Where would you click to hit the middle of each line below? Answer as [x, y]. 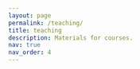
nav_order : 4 [30, 52]
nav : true [25, 45]
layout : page [30, 15]
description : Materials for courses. [71, 38]
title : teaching [35, 30]
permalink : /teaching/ [46, 23]
